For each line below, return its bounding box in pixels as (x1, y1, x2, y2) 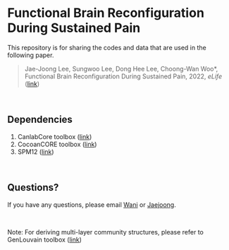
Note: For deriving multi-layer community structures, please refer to (7, 227, 204, 236)
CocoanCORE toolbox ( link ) (17, 140, 97, 148)
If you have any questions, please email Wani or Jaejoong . (7, 200, 176, 209)
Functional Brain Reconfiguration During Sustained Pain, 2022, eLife (24, 72, 223, 81)
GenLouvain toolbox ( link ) (7, 235, 82, 244)
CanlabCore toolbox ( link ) (17, 132, 92, 141)
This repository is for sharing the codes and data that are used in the (7, 43, 206, 52)
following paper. (7, 51, 54, 59)
